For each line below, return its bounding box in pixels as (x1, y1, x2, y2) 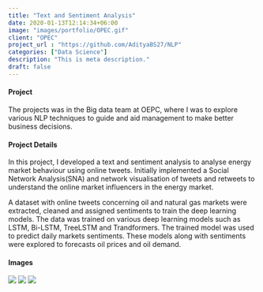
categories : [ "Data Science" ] (8, 48, 108, 56)
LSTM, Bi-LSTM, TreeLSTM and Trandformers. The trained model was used (8, 223, 254, 233)
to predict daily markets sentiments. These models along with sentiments (8, 231, 246, 241)
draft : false (8, 63, 51, 71)
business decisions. (8, 122, 73, 131)
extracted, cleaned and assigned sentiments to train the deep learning (8, 206, 237, 215)
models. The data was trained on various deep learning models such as (8, 215, 241, 224)
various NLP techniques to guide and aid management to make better (8, 113, 235, 122)
